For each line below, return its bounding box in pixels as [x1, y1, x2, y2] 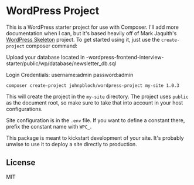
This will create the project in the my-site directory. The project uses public [6, 93, 189, 100]
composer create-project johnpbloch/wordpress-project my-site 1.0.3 [6, 82, 180, 89]
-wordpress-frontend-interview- [86, 53, 164, 60]
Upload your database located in [6, 53, 85, 60]
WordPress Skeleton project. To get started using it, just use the [6, 36, 160, 43]
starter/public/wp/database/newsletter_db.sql [6, 60, 117, 67]
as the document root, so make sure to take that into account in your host [6, 99, 183, 106]
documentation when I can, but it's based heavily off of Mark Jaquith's [6, 29, 177, 36]
